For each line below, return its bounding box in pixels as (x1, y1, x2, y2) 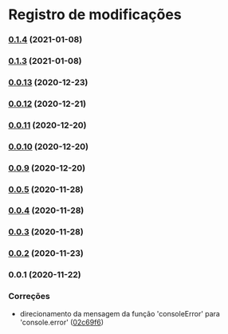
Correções (8, 291, 50, 302)
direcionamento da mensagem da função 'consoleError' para (19, 308, 221, 318)
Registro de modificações (8, 6, 182, 24)
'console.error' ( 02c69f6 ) (19, 317, 104, 327)
